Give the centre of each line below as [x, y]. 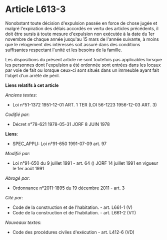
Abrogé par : [17, 178]
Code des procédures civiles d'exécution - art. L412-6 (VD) [73, 232]
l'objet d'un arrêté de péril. [32, 75]
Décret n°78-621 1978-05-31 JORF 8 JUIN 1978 [61, 124]
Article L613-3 [35, 9]
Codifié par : [17, 114]
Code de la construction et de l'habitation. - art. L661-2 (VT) [74, 212]
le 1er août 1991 [28, 168]
